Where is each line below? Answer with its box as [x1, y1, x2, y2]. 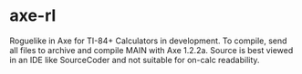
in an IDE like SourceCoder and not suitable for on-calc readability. [9, 54, 260, 65]
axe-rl [9, 5, 57, 26]
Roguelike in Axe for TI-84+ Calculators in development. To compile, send [9, 35, 287, 46]
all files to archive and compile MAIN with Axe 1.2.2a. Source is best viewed [9, 44, 294, 55]
